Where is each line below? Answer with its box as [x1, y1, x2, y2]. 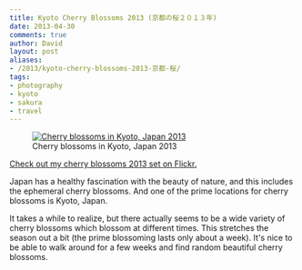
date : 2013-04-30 [9, 22, 75, 31]
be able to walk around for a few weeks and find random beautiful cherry [9, 242, 284, 253]
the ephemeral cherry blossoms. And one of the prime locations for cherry [9, 185, 289, 196]
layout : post [9, 47, 59, 56]
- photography [9, 81, 64, 90]
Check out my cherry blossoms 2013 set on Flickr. [9, 158, 197, 169]
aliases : [9, 55, 43, 65]
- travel [9, 106, 43, 115]
